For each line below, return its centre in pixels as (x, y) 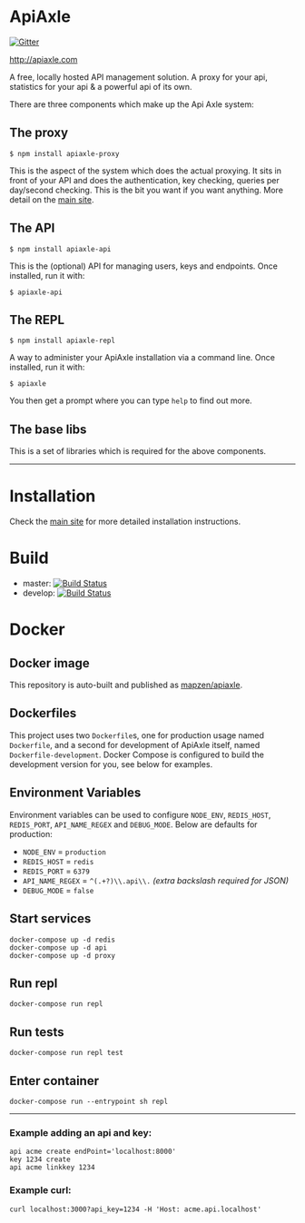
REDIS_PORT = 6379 (56, 871)
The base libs (48, 429)
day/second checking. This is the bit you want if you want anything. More (147, 190)
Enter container (54, 1081)
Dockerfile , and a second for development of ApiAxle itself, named (135, 745)
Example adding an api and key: (81, 1132)
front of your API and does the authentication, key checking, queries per (144, 180)
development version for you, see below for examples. (111, 764)
